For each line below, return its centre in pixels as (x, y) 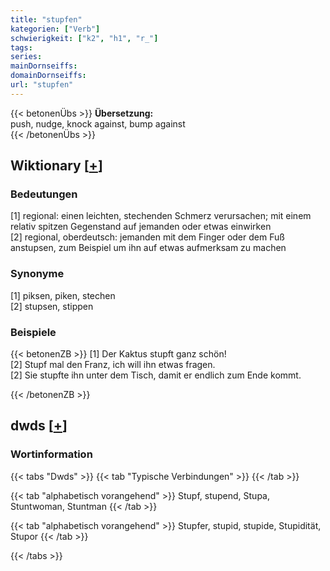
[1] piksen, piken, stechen (63, 295)
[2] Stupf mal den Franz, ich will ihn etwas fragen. (113, 365)
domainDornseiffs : (48, 76)
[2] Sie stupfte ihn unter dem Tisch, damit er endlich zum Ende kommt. (156, 375)
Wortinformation (51, 454)
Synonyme (37, 274)
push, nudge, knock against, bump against (98, 123)
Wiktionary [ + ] (56, 166)
